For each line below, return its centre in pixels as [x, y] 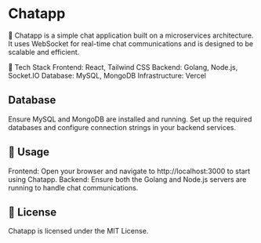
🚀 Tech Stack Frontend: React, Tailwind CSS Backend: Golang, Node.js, [123, 67]
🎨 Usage [29, 152]
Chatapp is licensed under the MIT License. [78, 231]
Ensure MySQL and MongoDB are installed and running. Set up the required [130, 119]
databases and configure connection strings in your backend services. [122, 127]
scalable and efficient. [44, 52]
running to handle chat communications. [73, 187]
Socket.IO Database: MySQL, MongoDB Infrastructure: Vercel [107, 75]
